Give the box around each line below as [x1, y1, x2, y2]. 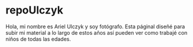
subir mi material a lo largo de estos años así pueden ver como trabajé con [5, 29, 188, 36]
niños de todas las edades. [5, 35, 72, 42]
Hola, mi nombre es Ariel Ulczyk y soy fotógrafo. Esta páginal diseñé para [5, 23, 185, 30]
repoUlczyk [5, 4, 63, 17]
